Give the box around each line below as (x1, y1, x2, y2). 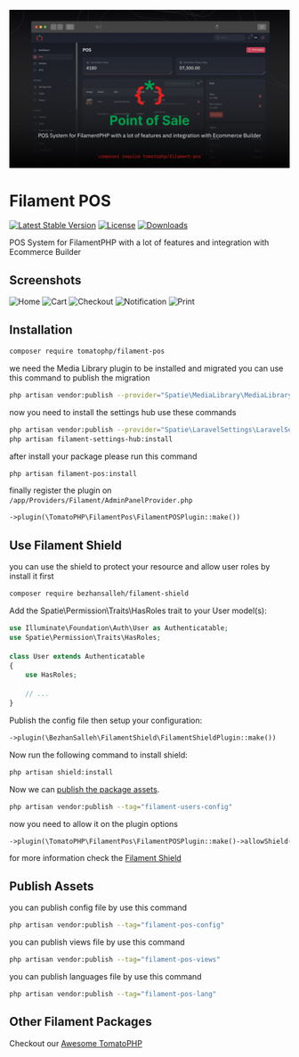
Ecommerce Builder (9, 247, 82, 258)
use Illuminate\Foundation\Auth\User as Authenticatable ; (9, 624, 229, 633)
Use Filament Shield (9, 537, 122, 553)
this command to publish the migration (9, 372, 150, 383)
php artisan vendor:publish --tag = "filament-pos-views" (9, 955, 221, 964)
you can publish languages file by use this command (9, 971, 202, 981)
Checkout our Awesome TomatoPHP (9, 1037, 142, 1048)
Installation (9, 322, 73, 337)
